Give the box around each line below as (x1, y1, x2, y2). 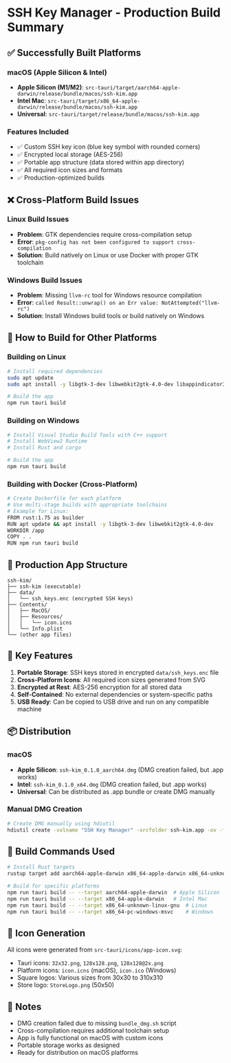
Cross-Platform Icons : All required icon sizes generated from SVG (16, 675, 206, 684)
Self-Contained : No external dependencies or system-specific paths (16, 690, 213, 698)
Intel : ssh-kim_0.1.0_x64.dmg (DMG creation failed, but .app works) (16, 780, 207, 788)
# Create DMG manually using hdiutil (7, 820, 115, 827)
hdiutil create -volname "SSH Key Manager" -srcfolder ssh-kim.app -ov (7, 826, 217, 834)
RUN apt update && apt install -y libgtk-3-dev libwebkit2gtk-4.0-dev (7, 520, 214, 527)
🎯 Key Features (7, 650, 74, 662)
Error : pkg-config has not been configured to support (16, 238, 174, 246)
